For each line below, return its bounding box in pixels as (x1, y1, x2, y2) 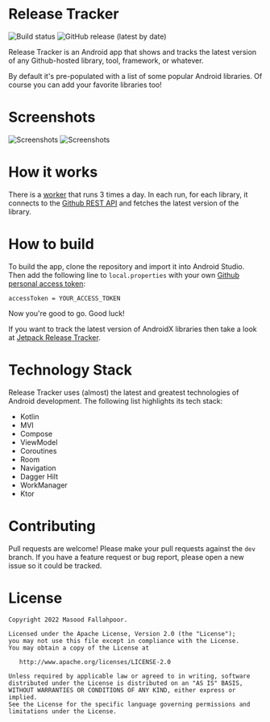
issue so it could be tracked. (8, 561, 102, 571)
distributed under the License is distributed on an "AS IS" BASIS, (8, 678, 243, 687)
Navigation (19, 463, 56, 472)
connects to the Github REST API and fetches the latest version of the (8, 198, 239, 208)
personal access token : (8, 279, 86, 288)
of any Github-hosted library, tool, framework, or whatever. (8, 56, 204, 65)
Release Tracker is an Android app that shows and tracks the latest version (8, 47, 257, 56)
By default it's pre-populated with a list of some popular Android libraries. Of (8, 71, 263, 81)
